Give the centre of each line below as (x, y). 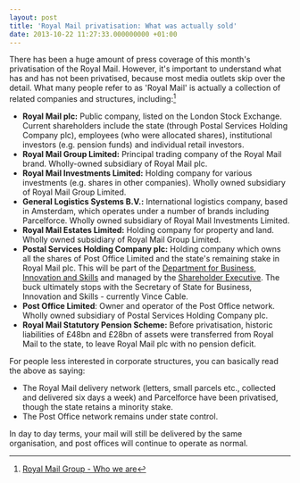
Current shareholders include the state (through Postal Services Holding (155, 126)
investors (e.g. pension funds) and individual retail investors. (133, 145)
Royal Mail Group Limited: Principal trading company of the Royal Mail (152, 154)
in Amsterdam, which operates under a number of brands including (146, 212)
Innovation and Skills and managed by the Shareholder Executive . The (151, 278)
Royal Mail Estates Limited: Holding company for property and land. (148, 230)
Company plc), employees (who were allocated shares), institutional (147, 136)
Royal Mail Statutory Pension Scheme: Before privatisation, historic (147, 325)
